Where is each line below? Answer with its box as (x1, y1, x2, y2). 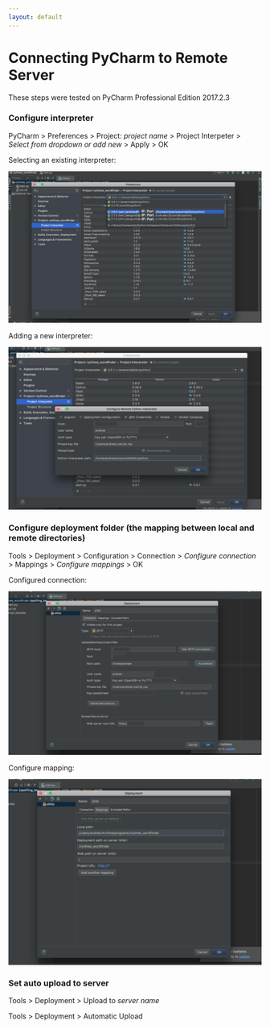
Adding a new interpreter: (8, 330, 93, 340)
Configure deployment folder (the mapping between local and (8, 522, 255, 533)
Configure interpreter (8, 113, 94, 124)
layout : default (8, 13, 63, 21)
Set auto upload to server (8, 977, 110, 989)
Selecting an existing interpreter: (8, 155, 117, 164)
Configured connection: (8, 575, 87, 584)
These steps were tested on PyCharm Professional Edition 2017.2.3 (8, 93, 231, 102)
